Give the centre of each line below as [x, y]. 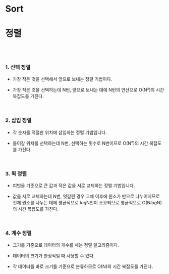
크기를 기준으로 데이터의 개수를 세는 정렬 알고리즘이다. [66, 245]
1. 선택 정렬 [18, 67]
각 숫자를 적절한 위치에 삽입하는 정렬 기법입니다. [60, 132]
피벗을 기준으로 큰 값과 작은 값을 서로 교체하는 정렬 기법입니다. [74, 186]
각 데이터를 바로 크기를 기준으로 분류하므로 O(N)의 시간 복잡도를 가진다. [83, 266]
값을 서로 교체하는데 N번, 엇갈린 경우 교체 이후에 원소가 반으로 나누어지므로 [86, 196]
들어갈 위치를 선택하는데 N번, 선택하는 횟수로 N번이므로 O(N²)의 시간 [80, 143]
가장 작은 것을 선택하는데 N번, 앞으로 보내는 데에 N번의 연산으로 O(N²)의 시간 [88, 90]
